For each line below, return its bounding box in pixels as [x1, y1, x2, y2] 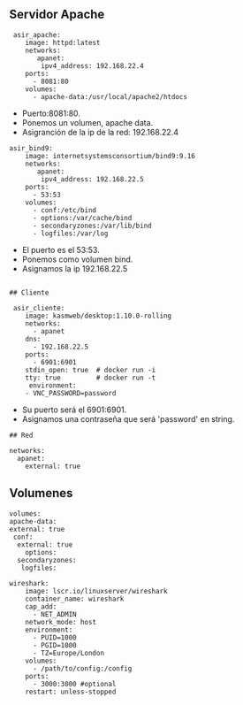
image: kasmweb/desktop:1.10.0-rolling [25, 311, 172, 320]
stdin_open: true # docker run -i [25, 365, 156, 374]
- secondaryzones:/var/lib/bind [32, 221, 152, 230]
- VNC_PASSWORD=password [25, 388, 117, 397]
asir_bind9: [9, 143, 53, 153]
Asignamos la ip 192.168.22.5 [21, 263, 128, 273]
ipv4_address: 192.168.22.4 [41, 61, 144, 70]
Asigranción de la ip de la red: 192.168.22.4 [21, 126, 179, 137]
